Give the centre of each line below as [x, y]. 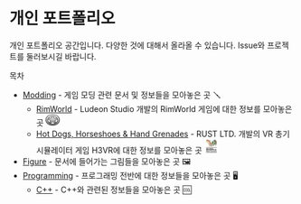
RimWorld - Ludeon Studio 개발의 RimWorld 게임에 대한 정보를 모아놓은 [164, 108]
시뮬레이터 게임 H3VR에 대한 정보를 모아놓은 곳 [119, 150]
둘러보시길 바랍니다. [61, 56]
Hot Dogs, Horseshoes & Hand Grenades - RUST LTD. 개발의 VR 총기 [163, 134]
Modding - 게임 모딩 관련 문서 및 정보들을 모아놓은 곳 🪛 [122, 95]
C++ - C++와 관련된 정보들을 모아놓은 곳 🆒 [113, 190]
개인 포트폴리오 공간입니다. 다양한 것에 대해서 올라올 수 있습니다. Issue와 [137, 45]
